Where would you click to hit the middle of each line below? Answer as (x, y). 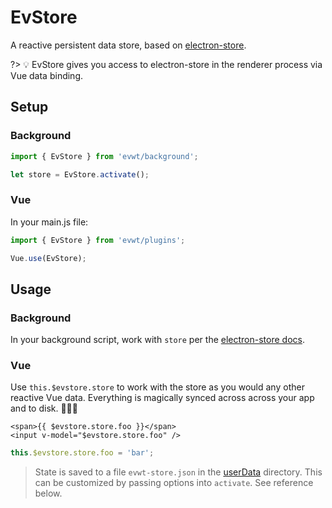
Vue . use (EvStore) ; (48, 258)
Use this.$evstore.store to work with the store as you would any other (157, 387)
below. (48, 493)
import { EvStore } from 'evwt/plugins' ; (98, 240)
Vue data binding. (47, 75)
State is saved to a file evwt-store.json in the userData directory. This (178, 472)
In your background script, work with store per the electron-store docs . (157, 340)
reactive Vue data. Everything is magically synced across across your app (162, 398)
